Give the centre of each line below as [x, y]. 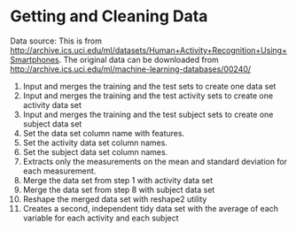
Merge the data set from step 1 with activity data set [118, 180]
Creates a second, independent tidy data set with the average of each [150, 208]
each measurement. [59, 171]
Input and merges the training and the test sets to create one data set [149, 86]
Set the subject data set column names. [95, 151]
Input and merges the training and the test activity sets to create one [148, 96]
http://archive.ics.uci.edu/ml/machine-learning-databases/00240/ [131, 69]
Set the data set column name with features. [104, 133]
